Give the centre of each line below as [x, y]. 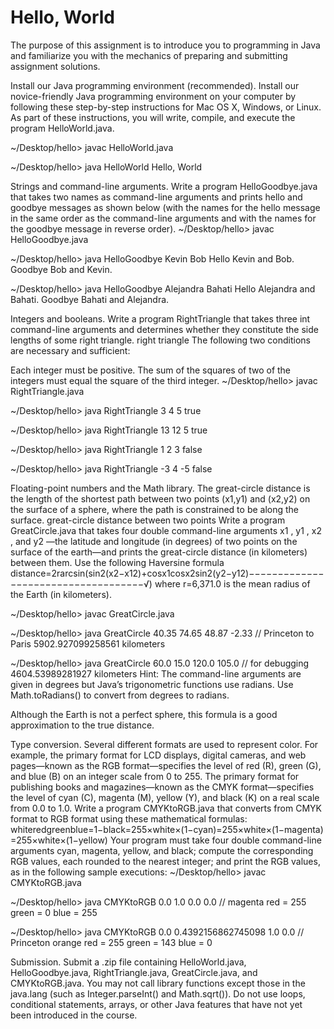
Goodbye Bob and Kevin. [61, 269]
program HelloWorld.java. [62, 128]
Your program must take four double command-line [215, 840]
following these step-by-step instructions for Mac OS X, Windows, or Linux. [166, 107]
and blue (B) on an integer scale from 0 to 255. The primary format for [155, 776]
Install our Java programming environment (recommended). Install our [155, 85]
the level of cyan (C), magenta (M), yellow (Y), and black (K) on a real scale [165, 797]
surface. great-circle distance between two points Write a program [148, 520]
